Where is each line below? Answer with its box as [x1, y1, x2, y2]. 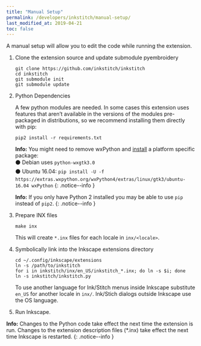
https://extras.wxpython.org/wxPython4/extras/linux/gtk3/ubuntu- [14, 177, 186, 183]
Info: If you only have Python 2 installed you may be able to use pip [14, 194, 183, 201]
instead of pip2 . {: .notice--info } [14, 200, 96, 207]
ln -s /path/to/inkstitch [14, 263, 80, 269]
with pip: [14, 123, 37, 131]
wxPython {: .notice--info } [31, 182, 95, 189]
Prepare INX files [14, 212, 57, 219]
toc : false [6, 25, 34, 32]
